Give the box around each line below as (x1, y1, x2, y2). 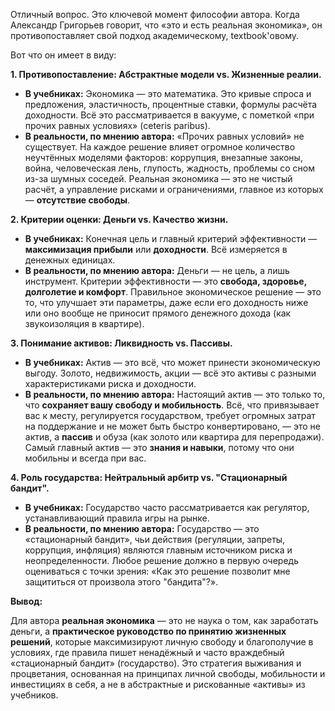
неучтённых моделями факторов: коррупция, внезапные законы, (24, 152, 303, 163)
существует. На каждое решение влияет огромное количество (24, 141, 296, 153)
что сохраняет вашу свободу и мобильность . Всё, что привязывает (24, 399, 320, 411)
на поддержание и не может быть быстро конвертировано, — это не (24, 420, 321, 432)
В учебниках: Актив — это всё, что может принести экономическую (24, 357, 321, 368)
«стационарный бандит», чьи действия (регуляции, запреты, (24, 534, 286, 545)
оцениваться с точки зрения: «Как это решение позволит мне (24, 565, 291, 577)
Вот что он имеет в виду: (10, 49, 117, 61)
